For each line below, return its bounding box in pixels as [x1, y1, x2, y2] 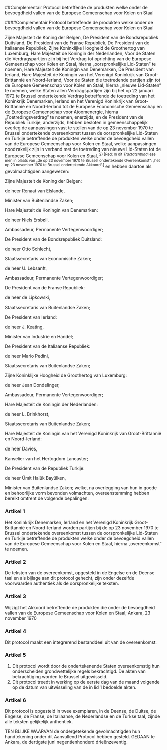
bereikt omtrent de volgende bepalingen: [5, 495, 89, 501]
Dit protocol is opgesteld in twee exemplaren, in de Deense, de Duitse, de [5, 708, 156, 714]
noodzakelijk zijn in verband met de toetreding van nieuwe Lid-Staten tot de [5, 146, 161, 152]
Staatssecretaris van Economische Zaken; [5, 256, 92, 262]
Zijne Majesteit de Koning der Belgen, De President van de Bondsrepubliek [5, 35, 159, 40]
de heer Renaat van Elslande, [5, 188, 65, 194]
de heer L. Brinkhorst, [5, 411, 50, 417]
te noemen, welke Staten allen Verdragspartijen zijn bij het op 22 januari [5, 88, 153, 93]
